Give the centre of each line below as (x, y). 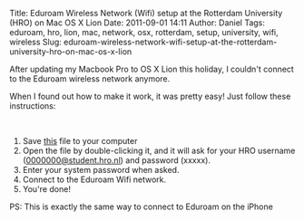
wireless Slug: (35, 42)
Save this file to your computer (80, 141)
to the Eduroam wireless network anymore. (90, 79)
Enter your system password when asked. (101, 170)
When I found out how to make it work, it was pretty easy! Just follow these (150, 96)
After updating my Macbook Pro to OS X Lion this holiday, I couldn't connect (152, 69)
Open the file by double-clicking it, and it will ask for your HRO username (159, 150)
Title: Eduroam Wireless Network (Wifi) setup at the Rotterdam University (146, 13)
